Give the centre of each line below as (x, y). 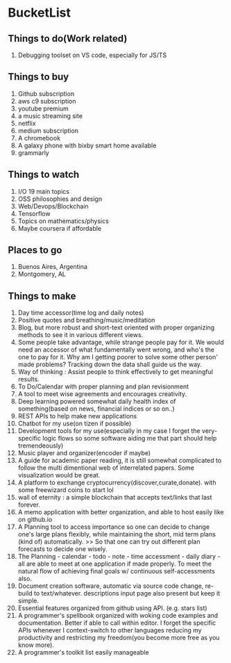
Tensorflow (34, 213)
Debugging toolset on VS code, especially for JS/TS (92, 55)
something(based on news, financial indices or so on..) (96, 409)
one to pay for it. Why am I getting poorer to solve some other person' (118, 357)
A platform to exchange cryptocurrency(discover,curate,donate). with (117, 483)
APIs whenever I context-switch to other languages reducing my (110, 630)
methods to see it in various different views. (80, 335)
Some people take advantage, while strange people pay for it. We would (121, 343)
